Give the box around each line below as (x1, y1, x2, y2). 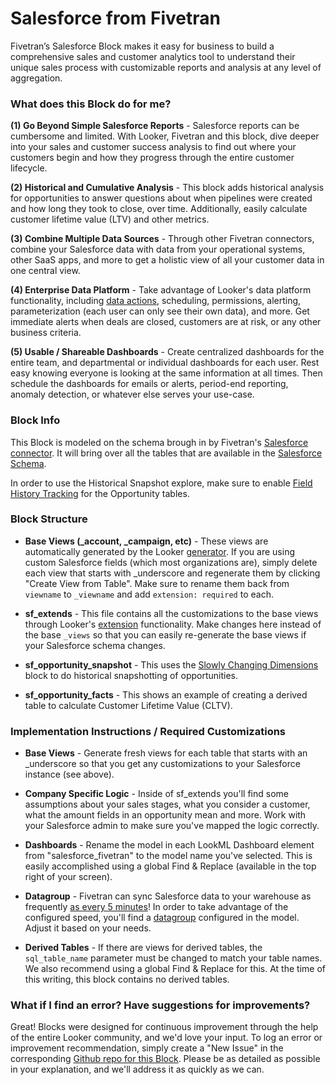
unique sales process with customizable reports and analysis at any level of (10, 61, 322, 73)
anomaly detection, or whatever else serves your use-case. (10, 388, 255, 401)
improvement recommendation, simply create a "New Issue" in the (10, 1042, 284, 1054)
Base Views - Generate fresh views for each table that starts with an (24, 747, 308, 759)
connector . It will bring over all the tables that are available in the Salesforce (10, 447, 323, 459)
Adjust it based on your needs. (24, 922, 152, 934)
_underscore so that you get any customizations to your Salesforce (24, 758, 301, 770)
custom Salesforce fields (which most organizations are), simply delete (24, 556, 318, 568)
